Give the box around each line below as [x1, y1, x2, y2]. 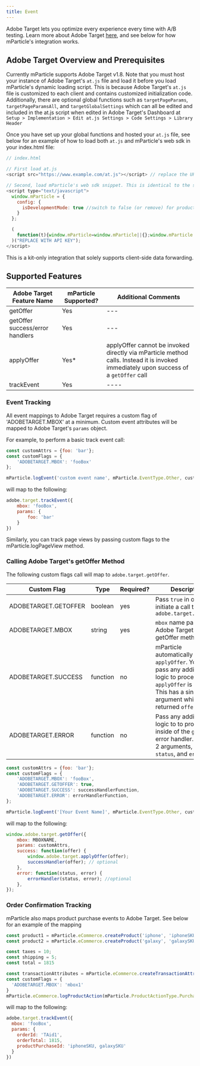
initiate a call [155, 603, 190, 611]
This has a [155, 687, 185, 696]
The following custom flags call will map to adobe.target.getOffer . [6, 571, 170, 578]
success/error [9, 324, 49, 332]
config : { [17, 199, 42, 205]
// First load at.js [6, 166, 58, 172]
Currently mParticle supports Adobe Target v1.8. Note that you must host [6, 71, 185, 78]
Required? [120, 585, 150, 593]
